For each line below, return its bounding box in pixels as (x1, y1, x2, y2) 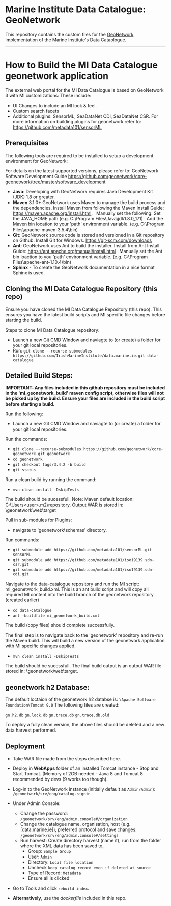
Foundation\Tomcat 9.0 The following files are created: (5, 702, 120, 708)
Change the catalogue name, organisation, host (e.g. (20, 821, 131, 827)
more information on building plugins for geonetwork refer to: (12, 118, 141, 124)
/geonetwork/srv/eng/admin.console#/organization (20, 816, 128, 822)
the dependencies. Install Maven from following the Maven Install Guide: (12, 205, 164, 211)
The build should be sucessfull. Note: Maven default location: (5, 496, 134, 502)
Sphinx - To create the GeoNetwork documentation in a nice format (12, 264, 155, 270)
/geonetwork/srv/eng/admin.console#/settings (20, 833, 119, 838)
